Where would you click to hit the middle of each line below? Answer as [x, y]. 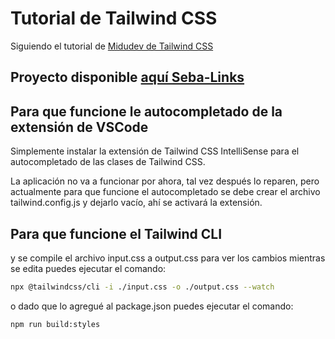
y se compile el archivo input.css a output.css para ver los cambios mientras [168, 258]
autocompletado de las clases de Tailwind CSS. [108, 162]
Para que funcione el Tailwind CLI [116, 233]
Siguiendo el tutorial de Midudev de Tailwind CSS [112, 46]
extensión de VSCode [79, 127]
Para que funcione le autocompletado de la [146, 111]
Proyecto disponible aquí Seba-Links [127, 77]
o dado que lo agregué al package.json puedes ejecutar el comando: [152, 306]
